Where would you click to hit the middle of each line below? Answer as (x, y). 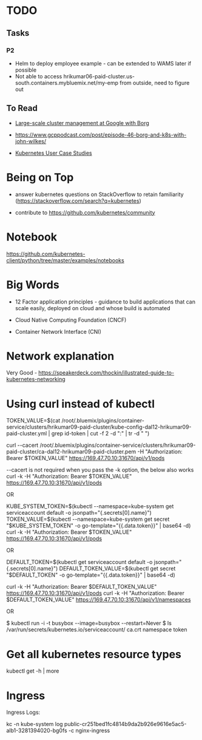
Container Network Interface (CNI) (58, 331)
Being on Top (40, 177)
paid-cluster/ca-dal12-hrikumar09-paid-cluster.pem (71, 452)
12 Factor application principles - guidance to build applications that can (105, 302)
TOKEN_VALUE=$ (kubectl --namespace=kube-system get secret (88, 519)
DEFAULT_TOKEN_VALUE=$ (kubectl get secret (117, 569)
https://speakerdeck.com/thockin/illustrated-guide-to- (106, 373)
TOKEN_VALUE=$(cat (33, 421)
